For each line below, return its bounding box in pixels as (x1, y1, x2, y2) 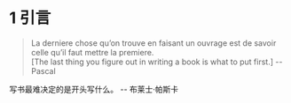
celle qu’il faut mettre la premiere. (30, 47, 154, 57)
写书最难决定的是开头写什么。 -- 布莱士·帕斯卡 (9, 84, 179, 94)
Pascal (30, 65, 56, 76)
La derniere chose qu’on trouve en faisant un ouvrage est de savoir (30, 37, 277, 48)
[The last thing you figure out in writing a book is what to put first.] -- (30, 56, 283, 67)
